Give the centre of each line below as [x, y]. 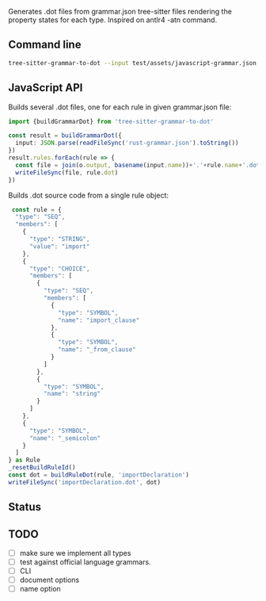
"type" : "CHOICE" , [59, 269]
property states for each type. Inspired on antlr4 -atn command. [113, 20]
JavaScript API [46, 88]
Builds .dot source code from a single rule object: [88, 195]
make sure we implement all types [75, 553]
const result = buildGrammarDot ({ [65, 136]
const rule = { [36, 209]
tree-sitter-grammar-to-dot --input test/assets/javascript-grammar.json [133, 63]
